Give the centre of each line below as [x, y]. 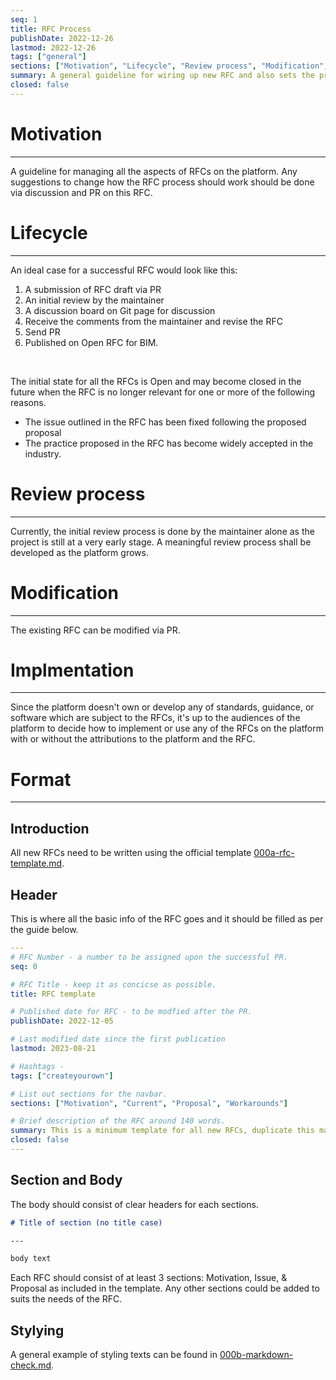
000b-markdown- [256, 1355]
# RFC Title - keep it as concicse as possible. [113, 984]
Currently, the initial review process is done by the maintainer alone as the [162, 531]
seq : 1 [24, 19]
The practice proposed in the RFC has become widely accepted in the [169, 443]
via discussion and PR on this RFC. [81, 192]
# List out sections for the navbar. [89, 1094]
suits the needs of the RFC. [66, 1299]
